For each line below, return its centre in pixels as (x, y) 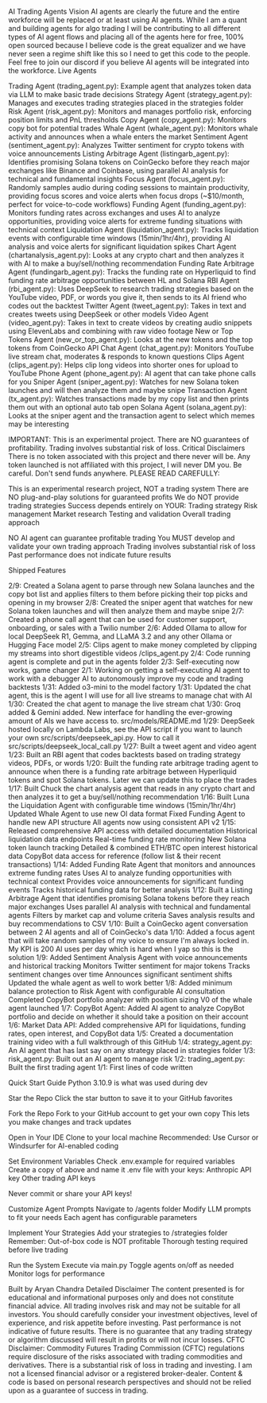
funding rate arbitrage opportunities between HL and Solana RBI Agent (124, 280)
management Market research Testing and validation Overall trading (120, 514)
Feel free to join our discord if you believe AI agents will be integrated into (129, 62)
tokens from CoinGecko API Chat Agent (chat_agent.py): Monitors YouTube (131, 348)
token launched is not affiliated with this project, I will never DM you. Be (125, 465)
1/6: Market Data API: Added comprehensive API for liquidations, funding (127, 1025)
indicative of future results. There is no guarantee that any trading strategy (130, 1331)
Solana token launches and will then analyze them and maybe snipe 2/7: (126, 611)
